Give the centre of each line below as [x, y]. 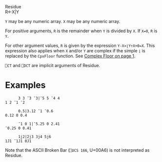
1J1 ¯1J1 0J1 [18, 141]
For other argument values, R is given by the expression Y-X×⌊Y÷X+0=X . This [80, 46]
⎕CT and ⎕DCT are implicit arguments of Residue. [53, 65]
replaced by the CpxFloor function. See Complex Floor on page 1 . [70, 56]
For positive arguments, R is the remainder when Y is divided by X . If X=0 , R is [81, 31]
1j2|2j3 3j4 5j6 [34, 137]
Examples [25, 85]
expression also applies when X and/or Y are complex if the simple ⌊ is [75, 51]
